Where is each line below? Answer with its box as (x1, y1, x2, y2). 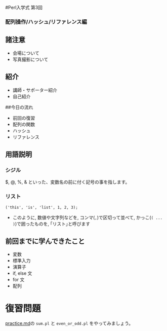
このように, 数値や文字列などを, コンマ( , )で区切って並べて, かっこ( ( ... (12, 214, 163, 220)
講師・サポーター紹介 (12, 87, 57, 93)
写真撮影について (12, 56, 49, 62)
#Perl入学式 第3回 (5, 5, 43, 10)
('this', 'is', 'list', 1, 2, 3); (5, 205, 78, 210)
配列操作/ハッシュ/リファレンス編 (5, 18, 87, 25)
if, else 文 (12, 270, 32, 276)
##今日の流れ (5, 104, 33, 110)
